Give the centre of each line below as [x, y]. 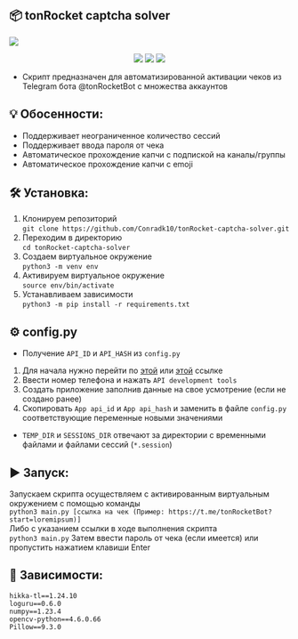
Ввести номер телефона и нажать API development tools [129, 380]
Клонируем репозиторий [69, 219]
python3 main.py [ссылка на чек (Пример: [87, 512]
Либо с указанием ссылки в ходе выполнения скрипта [113, 529]
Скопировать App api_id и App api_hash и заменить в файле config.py [154, 408]
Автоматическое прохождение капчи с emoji [108, 164]
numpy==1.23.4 [36, 611]
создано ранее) [52, 399]
